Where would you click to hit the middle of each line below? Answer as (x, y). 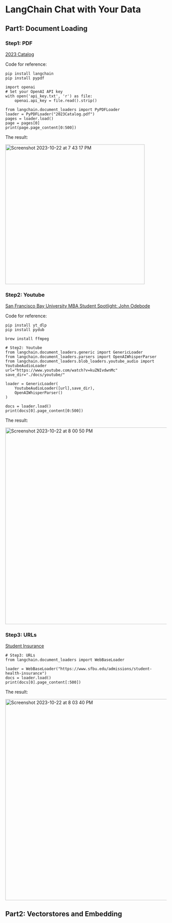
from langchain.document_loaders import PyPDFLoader (63, 110)
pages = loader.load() (29, 119)
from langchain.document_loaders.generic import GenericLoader (74, 352)
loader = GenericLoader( (32, 384)
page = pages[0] (23, 123)
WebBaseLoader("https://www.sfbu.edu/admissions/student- (89, 669)
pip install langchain (29, 74)
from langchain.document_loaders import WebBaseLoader (65, 660)
